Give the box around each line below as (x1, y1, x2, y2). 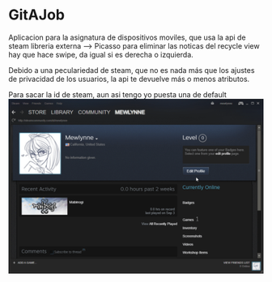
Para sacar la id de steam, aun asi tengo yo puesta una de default (8, 89, 227, 99)
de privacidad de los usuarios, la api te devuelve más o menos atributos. (8, 74, 250, 83)
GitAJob (8, 6, 65, 24)
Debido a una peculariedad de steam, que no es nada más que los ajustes (8, 65, 255, 75)
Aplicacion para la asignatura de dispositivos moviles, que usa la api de (8, 32, 246, 42)
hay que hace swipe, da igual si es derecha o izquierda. (8, 49, 194, 59)
